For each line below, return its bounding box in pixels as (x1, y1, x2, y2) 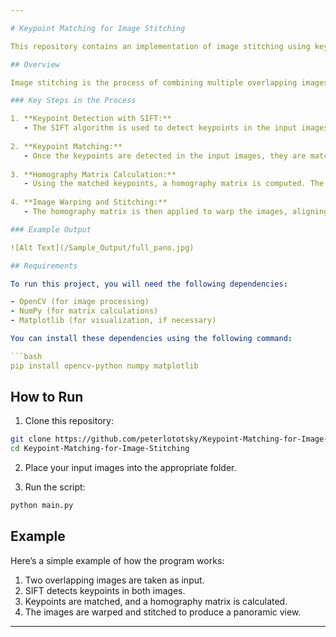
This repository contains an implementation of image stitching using (10, 41, 311, 51)
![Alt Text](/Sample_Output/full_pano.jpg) (10, 242, 195, 253)
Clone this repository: (24, 415, 114, 427)
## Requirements (10, 261, 78, 271)
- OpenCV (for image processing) (10, 297, 150, 307)
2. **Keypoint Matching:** (10, 141, 123, 151)
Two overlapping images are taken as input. (24, 574, 205, 586)
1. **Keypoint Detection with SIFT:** (10, 114, 172, 124)
